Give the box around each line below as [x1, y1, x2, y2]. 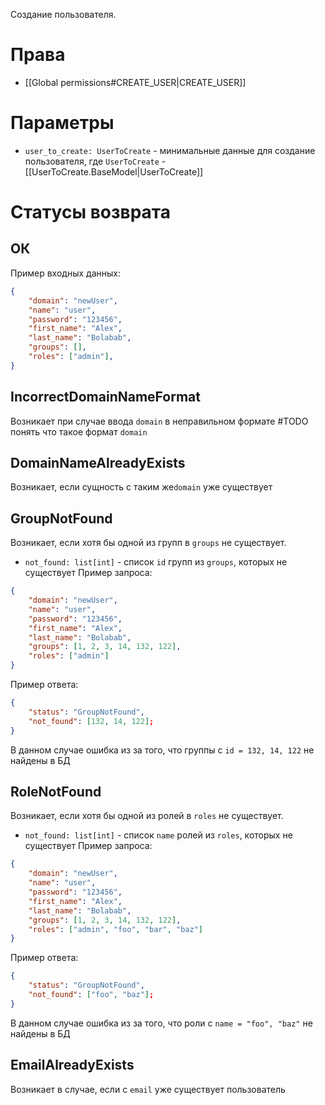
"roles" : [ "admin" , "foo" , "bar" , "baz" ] [28, 924, 203, 934]
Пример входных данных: [10, 267, 121, 279]
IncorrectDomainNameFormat [10, 389, 201, 406]
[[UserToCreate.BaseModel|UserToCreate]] [24, 165, 204, 178]
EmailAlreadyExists [10, 1057, 135, 1074]
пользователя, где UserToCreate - [24, 155, 167, 167]
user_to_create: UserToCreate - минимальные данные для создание [24, 144, 316, 156]
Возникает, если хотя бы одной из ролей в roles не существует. [10, 810, 284, 822]
